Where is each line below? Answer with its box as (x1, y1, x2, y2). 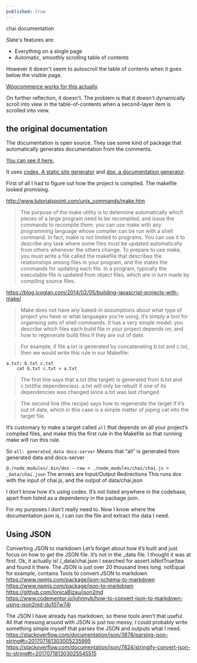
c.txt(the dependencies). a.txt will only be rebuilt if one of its (20, 382, 167, 389)
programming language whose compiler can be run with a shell (20, 228, 173, 235)
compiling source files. (20, 278, 76, 285)
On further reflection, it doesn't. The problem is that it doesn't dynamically (6, 94, 186, 101)
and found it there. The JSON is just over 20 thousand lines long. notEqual (6, 564, 185, 571)
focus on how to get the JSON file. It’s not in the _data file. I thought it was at (6, 551, 191, 558)
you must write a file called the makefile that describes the (20, 252, 162, 259)
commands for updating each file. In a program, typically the (20, 265, 167, 272)
